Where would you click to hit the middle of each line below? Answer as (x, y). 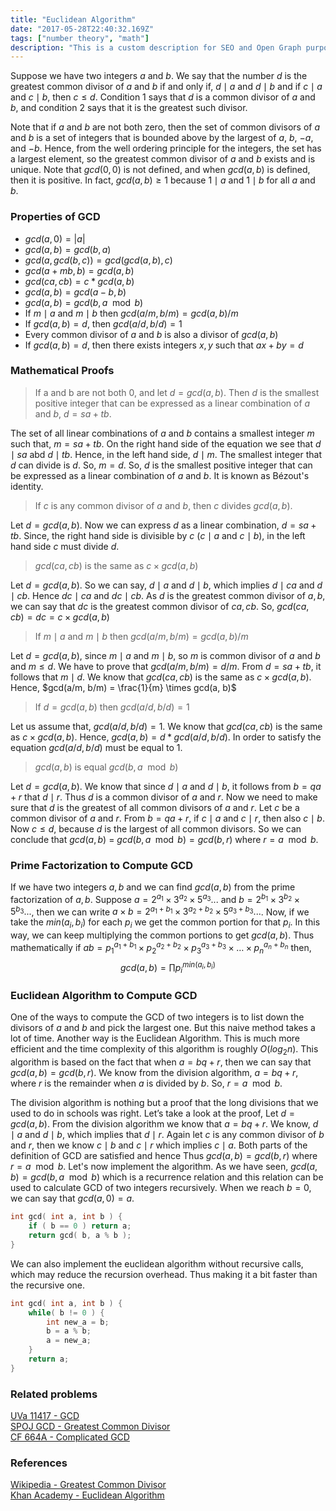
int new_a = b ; (78, 1322)
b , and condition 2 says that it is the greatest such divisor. (129, 108)
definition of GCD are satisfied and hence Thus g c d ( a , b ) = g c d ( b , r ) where (164, 1156)
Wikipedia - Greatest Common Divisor (88, 1485)
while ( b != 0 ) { (66, 1312)
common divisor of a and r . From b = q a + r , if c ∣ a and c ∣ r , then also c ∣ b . (167, 818)
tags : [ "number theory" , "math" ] (80, 38)
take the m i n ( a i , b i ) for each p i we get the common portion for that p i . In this (165, 923)
